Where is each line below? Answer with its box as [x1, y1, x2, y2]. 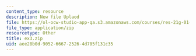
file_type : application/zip [6, 24, 75, 31]
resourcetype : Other [6, 30, 57, 36]
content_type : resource [6, 8, 64, 15]
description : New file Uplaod [6, 14, 80, 20]
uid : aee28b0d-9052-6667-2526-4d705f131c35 [6, 41, 114, 47]
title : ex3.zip [6, 36, 43, 41]
